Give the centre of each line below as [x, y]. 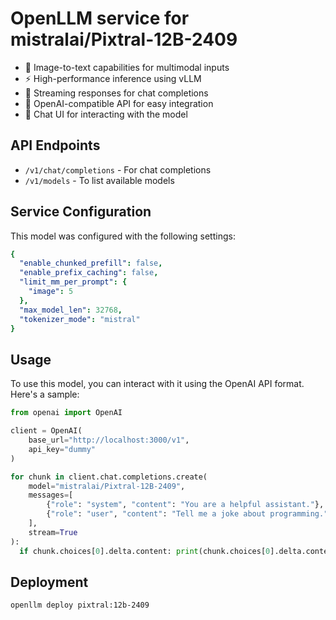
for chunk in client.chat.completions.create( [109, 477]
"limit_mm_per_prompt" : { [73, 282]
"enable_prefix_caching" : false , [89, 273]
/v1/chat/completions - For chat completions [118, 169]
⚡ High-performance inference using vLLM [113, 78]
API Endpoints [55, 145]
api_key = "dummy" [62, 449]
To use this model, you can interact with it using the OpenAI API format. [157, 384]
